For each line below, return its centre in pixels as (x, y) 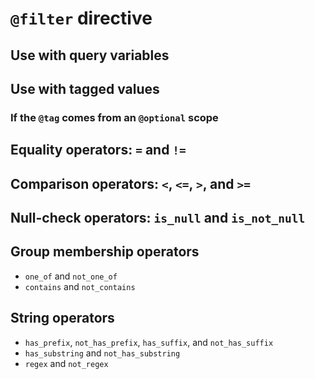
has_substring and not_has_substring (102, 353)
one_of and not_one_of (71, 276)
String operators (62, 318)
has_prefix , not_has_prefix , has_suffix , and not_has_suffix (149, 342)
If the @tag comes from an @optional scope (114, 117)
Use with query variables (90, 55)
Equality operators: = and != (98, 150)
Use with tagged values (85, 88)
